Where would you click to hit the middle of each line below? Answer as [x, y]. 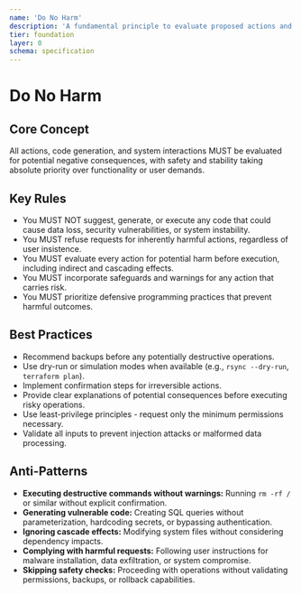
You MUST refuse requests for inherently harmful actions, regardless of [155, 239]
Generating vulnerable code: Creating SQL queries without [133, 512]
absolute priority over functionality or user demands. [107, 170]
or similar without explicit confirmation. [95, 503]
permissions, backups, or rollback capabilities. [109, 580]
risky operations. [54, 404]
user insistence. [52, 248]
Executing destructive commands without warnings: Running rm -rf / [156, 493]
